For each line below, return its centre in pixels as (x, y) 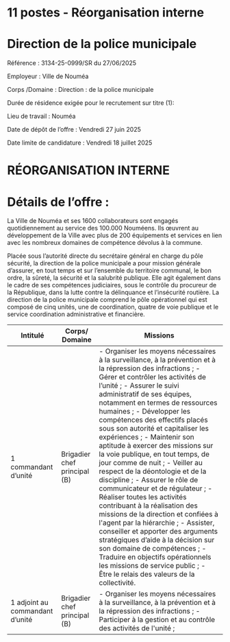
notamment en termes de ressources (158, 403)
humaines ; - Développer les (145, 412)
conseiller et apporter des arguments (158, 532)
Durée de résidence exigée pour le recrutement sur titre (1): (91, 103)
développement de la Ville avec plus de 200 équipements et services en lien (115, 235)
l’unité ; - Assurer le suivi (139, 385)
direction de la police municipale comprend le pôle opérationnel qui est (107, 300)
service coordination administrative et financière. (76, 314)
